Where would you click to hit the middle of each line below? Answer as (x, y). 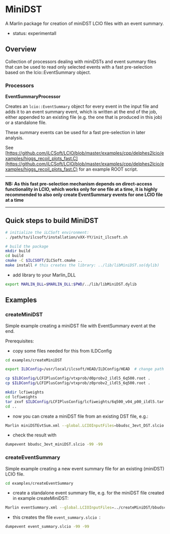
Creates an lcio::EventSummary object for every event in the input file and (82, 106)
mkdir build (18, 251)
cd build (14, 256)
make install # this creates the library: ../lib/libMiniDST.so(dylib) (82, 265)
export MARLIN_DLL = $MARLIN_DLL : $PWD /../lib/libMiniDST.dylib (71, 284)
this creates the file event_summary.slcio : (56, 517)
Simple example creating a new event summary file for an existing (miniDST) (85, 468)
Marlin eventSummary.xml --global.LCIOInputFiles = (60, 508)
